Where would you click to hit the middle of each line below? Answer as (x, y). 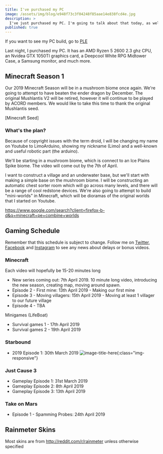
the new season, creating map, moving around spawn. (66, 285)
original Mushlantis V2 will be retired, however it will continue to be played (79, 98)
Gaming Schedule (33, 231)
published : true (21, 28)
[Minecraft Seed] (22, 118)
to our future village (32, 300)
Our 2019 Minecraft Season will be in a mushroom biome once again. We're (80, 88)
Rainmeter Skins (30, 430)
